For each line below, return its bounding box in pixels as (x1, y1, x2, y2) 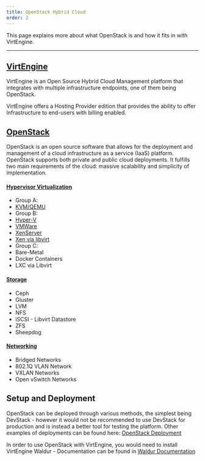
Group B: (15, 209, 38, 217)
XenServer (15, 229, 43, 236)
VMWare (15, 223, 38, 230)
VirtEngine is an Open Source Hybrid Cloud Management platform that (6, 78, 184, 85)
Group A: (15, 197, 38, 204)
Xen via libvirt (15, 236, 50, 243)
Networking (6, 342, 38, 350)
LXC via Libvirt (15, 261, 52, 269)
